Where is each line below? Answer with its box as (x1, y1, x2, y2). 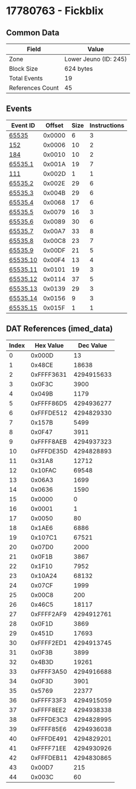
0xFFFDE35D (30, 447, 68, 455)
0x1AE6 (30, 524, 53, 532)
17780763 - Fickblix (6, 4, 104, 18)
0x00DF (43, 246, 66, 254)
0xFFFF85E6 (30, 725, 67, 733)
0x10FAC (30, 466, 57, 474)
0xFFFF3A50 (30, 668, 67, 676)
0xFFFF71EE (30, 744, 66, 752)
